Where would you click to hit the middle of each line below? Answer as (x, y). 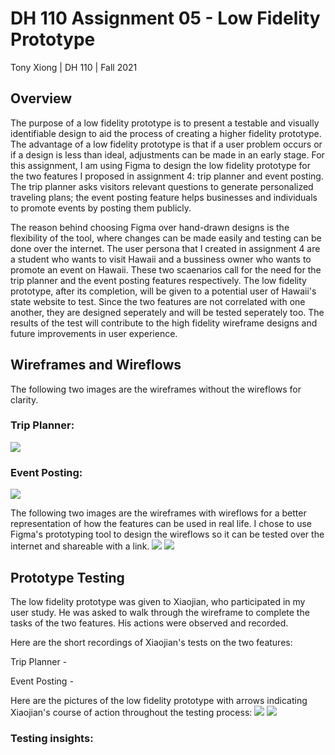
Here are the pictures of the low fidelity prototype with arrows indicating (159, 700)
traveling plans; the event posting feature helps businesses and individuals (164, 197)
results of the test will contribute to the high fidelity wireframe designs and (164, 323)
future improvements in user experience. (94, 333)
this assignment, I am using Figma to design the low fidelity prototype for (161, 165)
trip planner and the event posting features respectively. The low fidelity (158, 280)
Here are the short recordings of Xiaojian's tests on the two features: (151, 642)
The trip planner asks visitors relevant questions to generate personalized (162, 186)
